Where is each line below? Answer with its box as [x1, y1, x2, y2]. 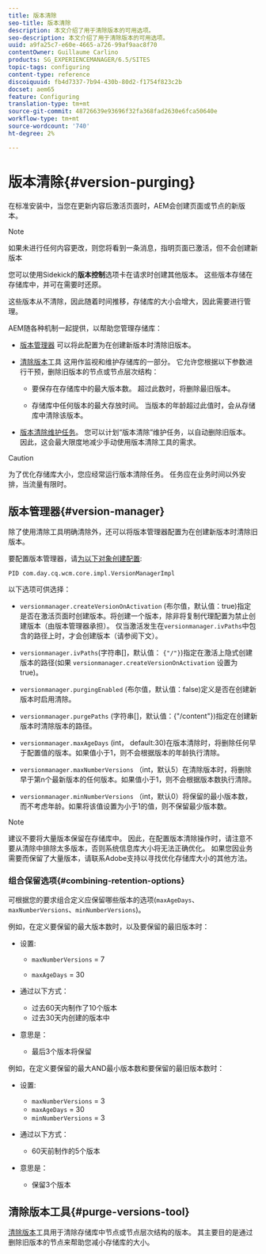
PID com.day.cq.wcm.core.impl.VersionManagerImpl [8, 570, 176, 578]
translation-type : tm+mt [8, 100, 90, 108]
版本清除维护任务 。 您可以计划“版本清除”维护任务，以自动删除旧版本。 [19, 427, 251, 437]
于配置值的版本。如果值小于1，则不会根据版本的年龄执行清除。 [19, 748, 224, 758]
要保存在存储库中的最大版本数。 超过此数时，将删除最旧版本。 [31, 384, 235, 393]
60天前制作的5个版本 [31, 1146, 101, 1156]
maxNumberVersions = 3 [31, 1095, 105, 1106]
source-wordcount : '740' [8, 122, 90, 130]
